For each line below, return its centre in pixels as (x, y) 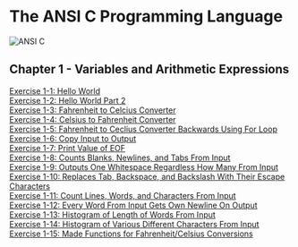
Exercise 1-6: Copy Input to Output (73, 138)
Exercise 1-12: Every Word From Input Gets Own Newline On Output (133, 205)
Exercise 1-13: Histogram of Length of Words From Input (113, 214)
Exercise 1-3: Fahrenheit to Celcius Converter (93, 110)
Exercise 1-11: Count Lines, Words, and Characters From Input (123, 195)
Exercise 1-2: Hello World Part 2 (68, 100)
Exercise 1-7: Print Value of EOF (68, 148)
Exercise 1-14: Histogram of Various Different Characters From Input (134, 224)
